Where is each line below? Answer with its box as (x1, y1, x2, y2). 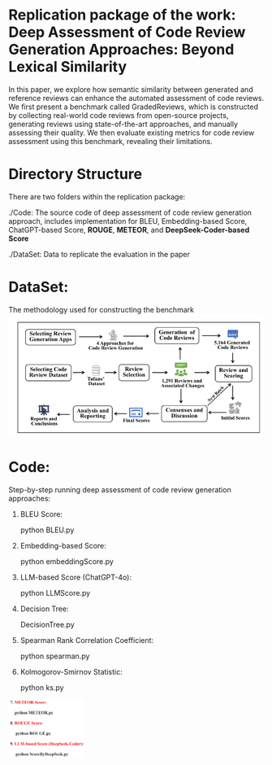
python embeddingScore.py (19, 556, 114, 566)
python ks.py (19, 682, 64, 693)
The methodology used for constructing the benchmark (8, 304, 195, 314)
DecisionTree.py (19, 619, 75, 629)
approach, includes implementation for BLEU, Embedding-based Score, (8, 216, 248, 225)
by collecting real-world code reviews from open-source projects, (8, 110, 229, 120)
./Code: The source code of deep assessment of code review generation (8, 208, 252, 217)
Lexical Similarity (8, 58, 127, 76)
